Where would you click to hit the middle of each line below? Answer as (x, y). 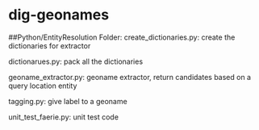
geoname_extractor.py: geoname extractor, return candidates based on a (130, 77)
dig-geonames (59, 15)
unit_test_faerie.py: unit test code (64, 117)
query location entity (43, 86)
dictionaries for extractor (50, 45)
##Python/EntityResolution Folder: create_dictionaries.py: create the (122, 37)
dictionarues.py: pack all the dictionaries (76, 61)
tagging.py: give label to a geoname (68, 101)
